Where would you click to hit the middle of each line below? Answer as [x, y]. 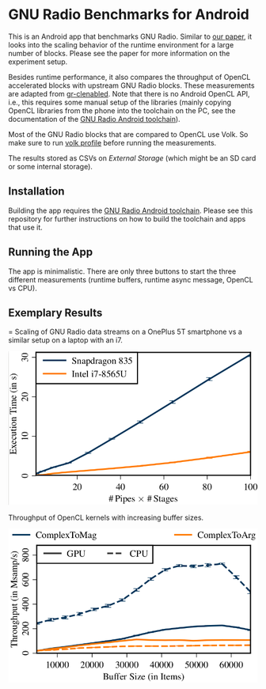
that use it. [26, 227]
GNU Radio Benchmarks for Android [129, 15]
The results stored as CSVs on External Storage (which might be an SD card [132, 158]
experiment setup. [38, 62]
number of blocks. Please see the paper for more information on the [119, 53]
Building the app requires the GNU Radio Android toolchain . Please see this [131, 210]
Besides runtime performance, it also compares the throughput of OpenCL [129, 77]
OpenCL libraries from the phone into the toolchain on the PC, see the [122, 110]
